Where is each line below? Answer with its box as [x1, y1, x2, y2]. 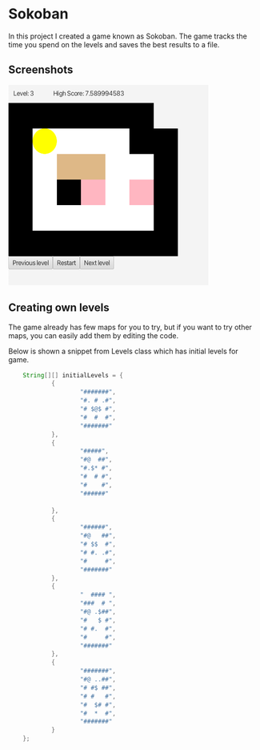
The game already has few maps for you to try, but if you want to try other [8, 322, 252, 332]
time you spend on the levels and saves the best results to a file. [8, 39, 220, 49]
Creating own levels [8, 301, 110, 315]
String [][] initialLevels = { [22, 371, 124, 379]
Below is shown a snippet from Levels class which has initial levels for [8, 346, 238, 356]
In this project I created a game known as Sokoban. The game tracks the [8, 31, 248, 41]
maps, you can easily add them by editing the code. [8, 330, 178, 341]
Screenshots [8, 63, 74, 77]
